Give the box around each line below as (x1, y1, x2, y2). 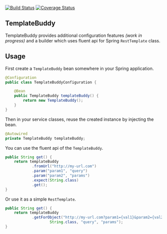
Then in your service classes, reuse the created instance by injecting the (5, 116, 154, 122)
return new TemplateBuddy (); (23, 98, 83, 103)
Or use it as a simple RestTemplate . (5, 196, 76, 202)
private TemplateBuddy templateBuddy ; (5, 136, 85, 141)
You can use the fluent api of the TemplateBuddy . (5, 145, 103, 151)
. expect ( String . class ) (31, 178, 79, 183)
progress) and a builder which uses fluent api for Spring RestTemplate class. (5, 37, 161, 43)
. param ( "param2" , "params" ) (31, 173, 90, 178)
